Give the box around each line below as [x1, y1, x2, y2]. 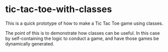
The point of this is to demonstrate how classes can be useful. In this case [5, 30, 160, 36]
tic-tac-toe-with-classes [5, 4, 112, 15]
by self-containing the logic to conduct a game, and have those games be [5, 35, 159, 41]
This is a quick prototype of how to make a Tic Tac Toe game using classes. [5, 20, 163, 26]
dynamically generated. [5, 40, 55, 46]
